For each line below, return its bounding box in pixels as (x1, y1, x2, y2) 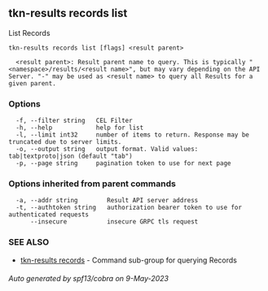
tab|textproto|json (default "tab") (8, 152, 133, 161)
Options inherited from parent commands (8, 178, 177, 189)
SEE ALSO (8, 237, 50, 248)
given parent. (8, 79, 57, 88)
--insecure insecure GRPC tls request (29, 218, 199, 226)
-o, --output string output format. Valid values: (15, 145, 199, 154)
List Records (8, 28, 51, 37)
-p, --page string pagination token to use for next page (15, 159, 231, 167)
